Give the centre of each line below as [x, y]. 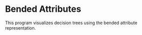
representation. [20, 28]
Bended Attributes [43, 9]
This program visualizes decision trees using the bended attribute [71, 23]
